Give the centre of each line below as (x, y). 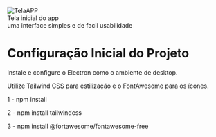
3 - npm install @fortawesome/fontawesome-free (78, 126)
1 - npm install (27, 99)
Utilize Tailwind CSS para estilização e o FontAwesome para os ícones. (108, 86)
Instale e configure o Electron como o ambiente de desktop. (92, 72)
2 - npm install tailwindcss (44, 112)
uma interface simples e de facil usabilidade (70, 25)
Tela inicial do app (33, 18)
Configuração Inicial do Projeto (98, 54)
